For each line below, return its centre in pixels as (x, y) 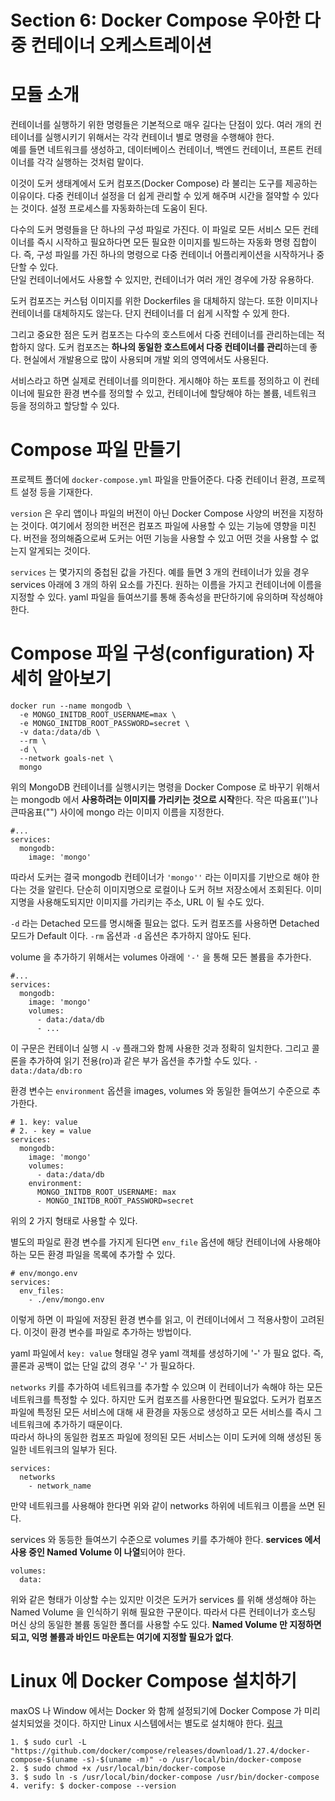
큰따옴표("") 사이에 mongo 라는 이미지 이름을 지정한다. (117, 812)
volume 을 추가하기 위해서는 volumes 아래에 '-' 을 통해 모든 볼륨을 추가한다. (161, 957)
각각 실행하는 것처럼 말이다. (90, 162)
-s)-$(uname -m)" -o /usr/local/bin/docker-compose (191, 1759)
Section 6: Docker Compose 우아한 (155, 20)
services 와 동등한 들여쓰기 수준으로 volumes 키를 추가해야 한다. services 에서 (166, 1539)
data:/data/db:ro (46, 1071)
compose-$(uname (44, 1759)
